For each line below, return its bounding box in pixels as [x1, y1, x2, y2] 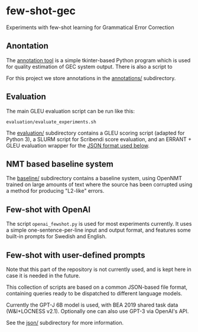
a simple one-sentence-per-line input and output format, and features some [6, 226, 191, 234]
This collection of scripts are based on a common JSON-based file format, [6, 283, 188, 290]
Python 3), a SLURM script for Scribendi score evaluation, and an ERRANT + [6, 135, 192, 143]
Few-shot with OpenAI [6, 205, 90, 215]
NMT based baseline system [6, 159, 113, 169]
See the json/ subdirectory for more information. [6, 319, 124, 326]
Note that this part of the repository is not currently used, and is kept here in [6, 266, 192, 273]
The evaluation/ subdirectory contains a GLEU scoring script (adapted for [6, 129, 185, 136]
